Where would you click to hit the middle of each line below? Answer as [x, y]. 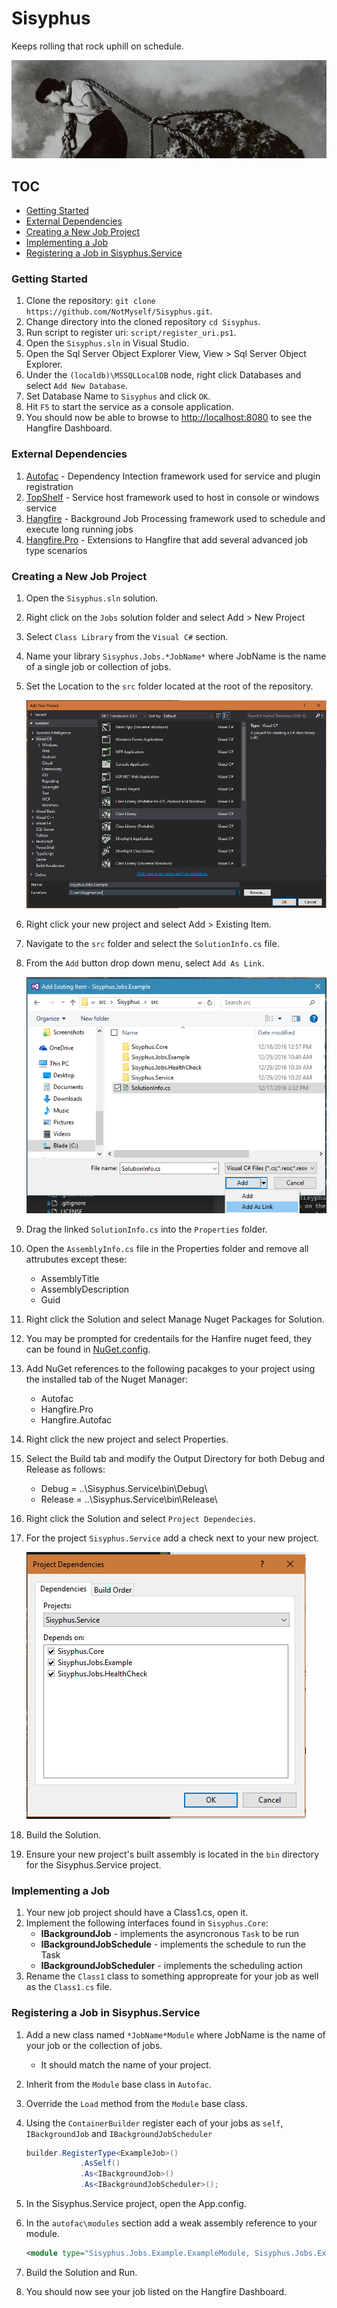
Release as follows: [65, 1469]
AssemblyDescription [85, 1289]
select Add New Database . [77, 386]
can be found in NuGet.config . [88, 1349]
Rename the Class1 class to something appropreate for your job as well [172, 1976]
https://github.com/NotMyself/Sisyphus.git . [119, 311]
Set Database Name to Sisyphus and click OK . [118, 396]
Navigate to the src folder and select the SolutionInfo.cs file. [152, 944]
